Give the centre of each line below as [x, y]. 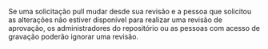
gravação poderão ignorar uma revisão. [73, 36]
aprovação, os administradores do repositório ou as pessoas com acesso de [134, 28]
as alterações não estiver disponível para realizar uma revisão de [115, 20]
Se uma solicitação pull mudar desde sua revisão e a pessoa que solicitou [130, 11]
